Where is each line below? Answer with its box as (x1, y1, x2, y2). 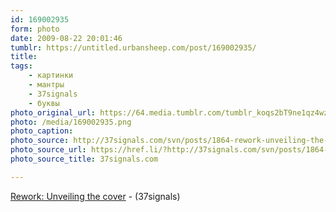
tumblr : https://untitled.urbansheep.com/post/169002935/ (10, 42, 257, 53)
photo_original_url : (10, 107, 97, 118)
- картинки (28, 71, 74, 81)
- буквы (28, 98, 60, 108)
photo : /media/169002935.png (10, 117, 132, 127)
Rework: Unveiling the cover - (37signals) (10, 190, 181, 202)
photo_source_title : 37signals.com (10, 154, 159, 164)
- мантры (28, 80, 65, 90)
